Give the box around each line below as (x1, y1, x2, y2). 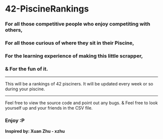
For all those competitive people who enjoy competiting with (5, 21, 150, 28)
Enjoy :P (5, 117, 25, 124)
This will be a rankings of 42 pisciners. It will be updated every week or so (5, 81, 154, 87)
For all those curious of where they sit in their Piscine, (5, 40, 134, 46)
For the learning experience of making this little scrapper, (5, 52, 143, 59)
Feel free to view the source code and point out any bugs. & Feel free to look (5, 100, 158, 106)
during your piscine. (5, 86, 45, 92)
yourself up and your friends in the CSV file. (5, 105, 93, 111)
